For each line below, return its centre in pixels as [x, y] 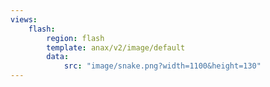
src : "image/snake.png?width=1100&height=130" [162, 66]
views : [24, 19]
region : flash [75, 38]
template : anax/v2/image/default [116, 47]
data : [58, 57]
